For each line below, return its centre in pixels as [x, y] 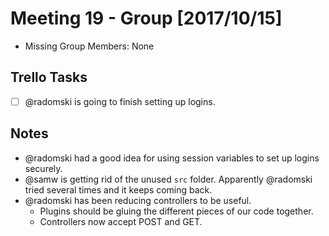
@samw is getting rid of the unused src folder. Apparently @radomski [168, 179]
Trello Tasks [49, 77]
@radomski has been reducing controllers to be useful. [138, 200]
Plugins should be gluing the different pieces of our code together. [176, 211]
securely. [43, 168]
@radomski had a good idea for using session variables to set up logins [172, 158]
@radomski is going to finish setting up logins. [120, 101]
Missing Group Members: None [89, 46]
